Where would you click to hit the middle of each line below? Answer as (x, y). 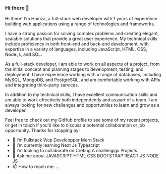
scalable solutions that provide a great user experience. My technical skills (81, 39)
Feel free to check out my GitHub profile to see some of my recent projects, (82, 120)
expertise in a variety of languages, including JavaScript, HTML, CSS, (76, 49)
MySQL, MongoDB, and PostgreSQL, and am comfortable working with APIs (83, 80)
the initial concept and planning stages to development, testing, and (74, 69)
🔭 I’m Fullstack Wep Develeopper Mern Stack (58, 140)
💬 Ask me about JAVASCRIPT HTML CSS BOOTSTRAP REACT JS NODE (85, 156)
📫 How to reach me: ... (36, 167)
